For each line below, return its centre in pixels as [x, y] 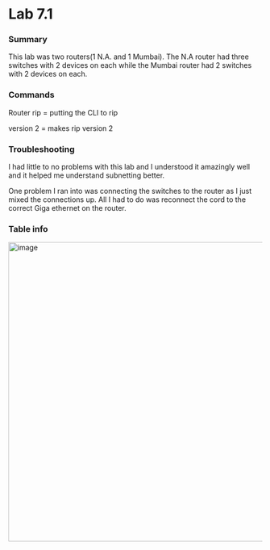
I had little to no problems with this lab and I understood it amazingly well [129, 167]
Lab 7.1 [31, 14]
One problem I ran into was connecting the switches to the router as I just [130, 191]
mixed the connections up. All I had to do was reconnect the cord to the [127, 199]
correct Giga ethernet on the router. [67, 208]
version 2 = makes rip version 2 [61, 128]
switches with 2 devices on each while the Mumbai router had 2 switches [130, 65]
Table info [28, 229]
